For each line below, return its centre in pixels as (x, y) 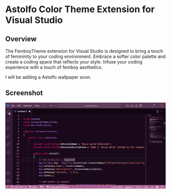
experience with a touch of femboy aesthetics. (54, 67)
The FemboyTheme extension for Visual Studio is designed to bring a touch (84, 51)
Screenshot (24, 93)
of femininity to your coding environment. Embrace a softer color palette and (85, 56)
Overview (21, 39)
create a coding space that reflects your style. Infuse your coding (74, 62)
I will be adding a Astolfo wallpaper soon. (48, 77)
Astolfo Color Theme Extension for (80, 9)
